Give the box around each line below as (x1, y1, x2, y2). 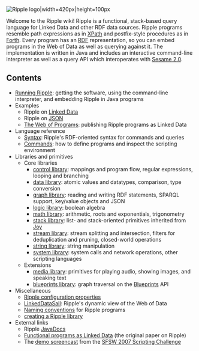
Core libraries (23, 159, 58, 166)
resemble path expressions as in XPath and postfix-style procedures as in (6, 30, 189, 37)
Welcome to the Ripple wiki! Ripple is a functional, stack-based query (6, 17, 177, 24)
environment (23, 146, 56, 153)
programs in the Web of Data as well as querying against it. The (6, 43, 163, 50)
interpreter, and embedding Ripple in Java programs (14, 95, 144, 102)
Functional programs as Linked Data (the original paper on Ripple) (23, 331, 187, 339)
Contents (6, 73, 42, 84)
